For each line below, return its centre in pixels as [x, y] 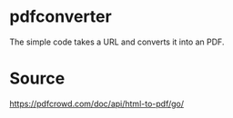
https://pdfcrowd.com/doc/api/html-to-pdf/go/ [97, 103]
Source [37, 79]
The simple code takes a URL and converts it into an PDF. [117, 42]
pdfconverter [61, 17]
